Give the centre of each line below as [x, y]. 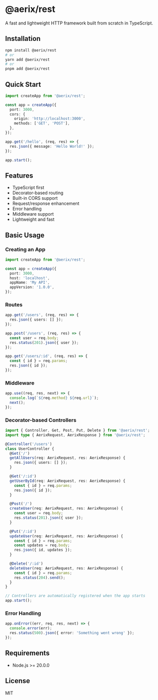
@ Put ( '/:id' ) [23, 531]
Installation [23, 39]
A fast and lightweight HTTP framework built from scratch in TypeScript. [79, 23]
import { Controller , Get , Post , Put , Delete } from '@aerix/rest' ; [78, 430]
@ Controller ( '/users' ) [29, 444]
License [18, 681]
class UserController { [30, 449]
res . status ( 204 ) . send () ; [40, 578]
